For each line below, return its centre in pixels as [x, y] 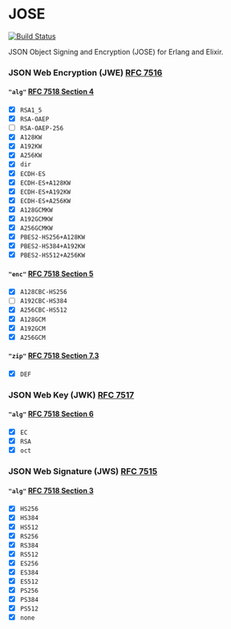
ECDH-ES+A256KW [45, 201]
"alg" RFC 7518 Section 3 [51, 490]
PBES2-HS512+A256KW [53, 255]
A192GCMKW [36, 219]
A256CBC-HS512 [43, 310]
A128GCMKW [36, 210]
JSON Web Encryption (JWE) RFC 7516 [85, 72]
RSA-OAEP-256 [42, 129]
